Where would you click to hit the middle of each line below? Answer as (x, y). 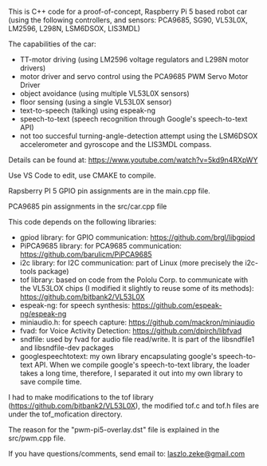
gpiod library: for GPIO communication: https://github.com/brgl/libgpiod (137, 237)
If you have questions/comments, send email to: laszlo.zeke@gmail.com (127, 454)
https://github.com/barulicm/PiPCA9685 (86, 254)
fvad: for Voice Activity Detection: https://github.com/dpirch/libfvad (131, 331)
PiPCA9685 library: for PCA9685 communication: (100, 246)
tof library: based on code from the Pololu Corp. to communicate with (134, 280)
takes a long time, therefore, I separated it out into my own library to (131, 373)
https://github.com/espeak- (177, 305)
